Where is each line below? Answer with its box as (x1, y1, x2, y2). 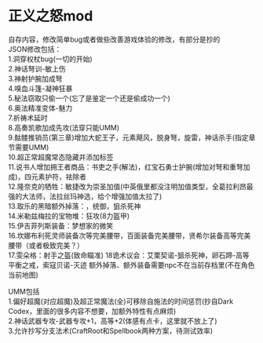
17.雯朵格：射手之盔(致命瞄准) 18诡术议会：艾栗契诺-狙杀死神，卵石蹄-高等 (8, 250, 250, 260)
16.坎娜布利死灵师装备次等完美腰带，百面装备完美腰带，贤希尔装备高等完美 (8, 231, 251, 240)
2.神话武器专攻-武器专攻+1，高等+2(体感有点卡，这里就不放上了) (8, 316, 217, 326)
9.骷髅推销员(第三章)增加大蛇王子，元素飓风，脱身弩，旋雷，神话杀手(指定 (8, 133, 249, 142)
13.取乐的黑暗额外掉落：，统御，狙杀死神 (8, 201, 141, 210)
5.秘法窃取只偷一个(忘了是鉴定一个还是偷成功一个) (8, 93, 171, 103)
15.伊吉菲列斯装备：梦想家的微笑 (8, 221, 114, 230)
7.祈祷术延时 (8, 113, 49, 122)
